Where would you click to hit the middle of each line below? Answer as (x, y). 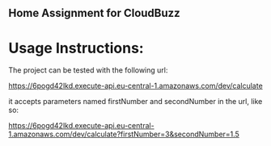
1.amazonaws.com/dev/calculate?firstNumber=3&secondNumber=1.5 (124, 134)
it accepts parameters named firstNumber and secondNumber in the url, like (135, 102)
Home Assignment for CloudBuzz (94, 13)
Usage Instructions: (76, 48)
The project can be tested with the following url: (88, 70)
